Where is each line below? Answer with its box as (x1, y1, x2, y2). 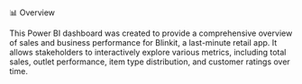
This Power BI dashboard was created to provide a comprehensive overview (9, 28, 293, 38)
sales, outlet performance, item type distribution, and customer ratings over (9, 56, 290, 67)
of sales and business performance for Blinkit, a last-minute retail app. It (9, 38, 278, 47)
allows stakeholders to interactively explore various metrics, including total (9, 47, 287, 57)
